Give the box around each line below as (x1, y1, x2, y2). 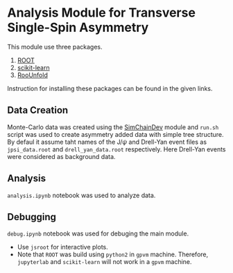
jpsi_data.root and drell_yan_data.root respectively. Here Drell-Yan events (7, 144, 226, 154)
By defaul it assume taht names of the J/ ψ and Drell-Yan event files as (7, 138, 207, 146)
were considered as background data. (7, 152, 116, 160)
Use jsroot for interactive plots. (17, 243, 109, 251)
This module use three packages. (7, 42, 103, 51)
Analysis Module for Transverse (7, 5, 196, 21)
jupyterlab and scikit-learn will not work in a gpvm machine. (17, 258, 192, 266)
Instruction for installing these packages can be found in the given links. (7, 84, 213, 92)
